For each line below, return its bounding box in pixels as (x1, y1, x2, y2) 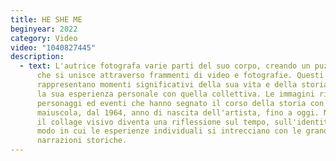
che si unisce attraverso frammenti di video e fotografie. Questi (36, 71, 325, 81)
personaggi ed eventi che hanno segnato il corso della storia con (36, 98, 325, 108)
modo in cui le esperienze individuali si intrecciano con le (36, 126, 302, 136)
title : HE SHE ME (10, 14, 83, 25)
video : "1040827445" (10, 42, 97, 53)
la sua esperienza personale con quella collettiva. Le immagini (36, 89, 315, 99)
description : (10, 52, 65, 62)
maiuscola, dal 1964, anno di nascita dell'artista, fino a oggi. (36, 107, 320, 118)
